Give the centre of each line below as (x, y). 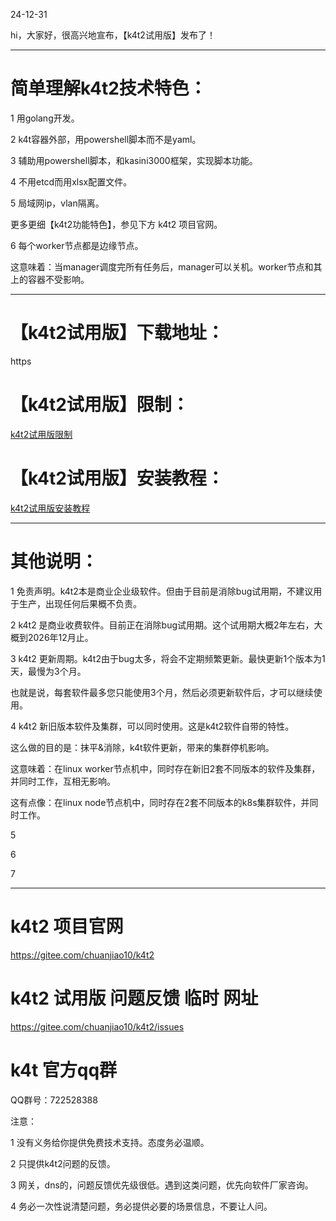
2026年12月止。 (60, 637)
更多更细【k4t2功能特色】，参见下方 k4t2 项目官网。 (116, 224)
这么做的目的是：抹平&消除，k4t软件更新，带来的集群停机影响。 (142, 747)
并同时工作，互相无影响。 (63, 781)
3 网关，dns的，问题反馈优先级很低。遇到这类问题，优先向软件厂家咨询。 (162, 1185)
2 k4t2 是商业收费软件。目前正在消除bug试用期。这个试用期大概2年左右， (162, 625)
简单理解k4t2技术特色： (108, 88)
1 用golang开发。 (45, 118)
